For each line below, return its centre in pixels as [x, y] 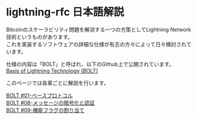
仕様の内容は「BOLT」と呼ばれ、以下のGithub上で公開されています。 [90, 64]
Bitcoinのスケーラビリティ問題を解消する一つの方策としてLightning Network [99, 29]
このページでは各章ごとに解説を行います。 [58, 82]
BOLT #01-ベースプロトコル [40, 95]
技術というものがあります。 [40, 37]
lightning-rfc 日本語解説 [65, 12]
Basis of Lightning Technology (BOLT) [52, 71]
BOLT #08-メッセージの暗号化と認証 [50, 103]
